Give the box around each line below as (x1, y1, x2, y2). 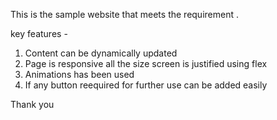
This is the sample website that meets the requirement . (10, 9, 239, 20)
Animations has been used (24, 69, 135, 80)
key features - (10, 28, 68, 39)
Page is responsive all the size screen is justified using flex (24, 58, 268, 69)
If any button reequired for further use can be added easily (24, 79, 268, 91)
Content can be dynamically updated (24, 47, 178, 59)
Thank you (10, 99, 55, 110)
